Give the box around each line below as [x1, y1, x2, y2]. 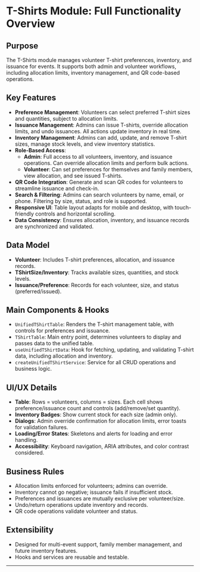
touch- [174, 204, 192, 211]
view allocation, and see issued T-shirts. [23, 172, 123, 179]
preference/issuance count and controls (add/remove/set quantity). [14, 405, 180, 412]
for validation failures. [14, 424, 68, 431]
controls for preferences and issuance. [14, 327, 110, 334]
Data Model [6, 240, 50, 250]
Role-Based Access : [14, 146, 67, 153]
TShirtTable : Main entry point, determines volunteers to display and [14, 333, 182, 341]
